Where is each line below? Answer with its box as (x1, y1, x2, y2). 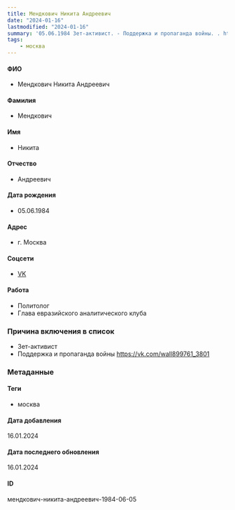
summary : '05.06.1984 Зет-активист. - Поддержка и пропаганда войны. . (7, 29, 220, 37)
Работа (7, 286, 29, 294)
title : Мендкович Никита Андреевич (7, 10, 111, 18)
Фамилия (7, 96, 36, 104)
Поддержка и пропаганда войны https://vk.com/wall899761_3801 (17, 350, 210, 358)
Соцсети (7, 254, 34, 263)
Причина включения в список (7, 326, 115, 336)
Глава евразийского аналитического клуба (17, 309, 147, 317)
